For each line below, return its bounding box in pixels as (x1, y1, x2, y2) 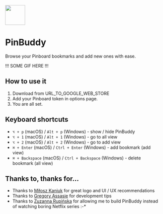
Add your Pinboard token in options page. (12, 95, 98, 101)
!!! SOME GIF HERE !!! (5, 63, 49, 69)
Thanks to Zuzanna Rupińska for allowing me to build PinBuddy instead (12, 198, 158, 204)
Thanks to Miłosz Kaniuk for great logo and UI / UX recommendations (12, 188, 155, 194)
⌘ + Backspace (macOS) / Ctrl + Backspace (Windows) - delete (12, 155, 141, 161)
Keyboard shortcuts (5, 115, 69, 124)
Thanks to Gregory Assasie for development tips (12, 193, 112, 199)
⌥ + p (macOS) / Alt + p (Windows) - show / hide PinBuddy (12, 129, 135, 135)
